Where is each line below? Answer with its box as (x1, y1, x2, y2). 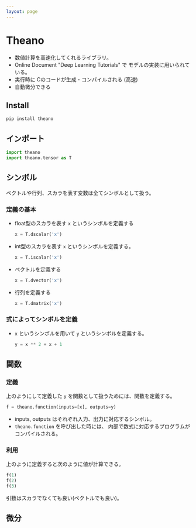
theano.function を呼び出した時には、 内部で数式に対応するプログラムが (14, 423, 190, 430)
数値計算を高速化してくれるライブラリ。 (14, 54, 112, 61)
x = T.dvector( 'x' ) (14, 277, 63, 283)
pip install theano (6, 116, 54, 122)
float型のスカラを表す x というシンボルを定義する (14, 220, 134, 227)
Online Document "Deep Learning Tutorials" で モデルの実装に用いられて (14, 61, 190, 68)
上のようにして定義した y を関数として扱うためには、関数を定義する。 (6, 393, 176, 400)
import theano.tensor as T (6, 155, 72, 161)
